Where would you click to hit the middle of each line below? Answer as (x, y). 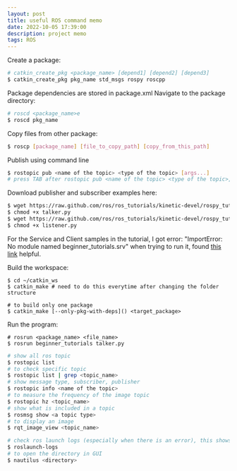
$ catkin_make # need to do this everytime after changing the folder (113, 286)
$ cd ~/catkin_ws (33, 280)
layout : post (26, 14)
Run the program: (33, 324)
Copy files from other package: (53, 133)
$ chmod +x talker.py (39, 212)
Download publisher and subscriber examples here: (82, 193)
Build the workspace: (38, 267)
